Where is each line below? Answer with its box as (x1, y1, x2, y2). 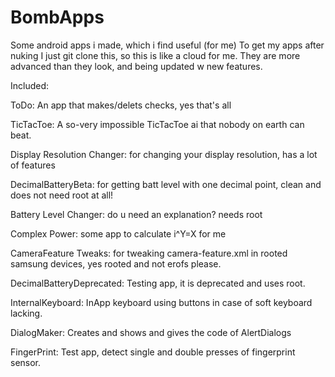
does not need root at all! (10, 189, 114, 201)
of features (10, 159, 56, 171)
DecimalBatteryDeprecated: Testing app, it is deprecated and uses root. (10, 277, 306, 289)
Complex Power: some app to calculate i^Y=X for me (10, 227, 227, 240)
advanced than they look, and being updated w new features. (10, 60, 263, 72)
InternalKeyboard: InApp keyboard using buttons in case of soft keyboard (10, 296, 313, 308)
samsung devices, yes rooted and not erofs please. (10, 257, 222, 270)
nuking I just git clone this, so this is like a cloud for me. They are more (10, 49, 301, 61)
